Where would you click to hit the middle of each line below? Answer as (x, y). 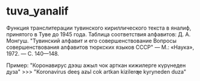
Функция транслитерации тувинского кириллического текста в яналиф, (99, 28)
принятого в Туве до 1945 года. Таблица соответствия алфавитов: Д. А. (98, 34)
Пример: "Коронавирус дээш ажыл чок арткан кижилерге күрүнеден (96, 65)
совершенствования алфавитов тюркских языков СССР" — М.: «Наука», (100, 47)
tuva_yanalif (37, 11)
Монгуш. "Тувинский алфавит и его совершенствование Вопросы (92, 40)
